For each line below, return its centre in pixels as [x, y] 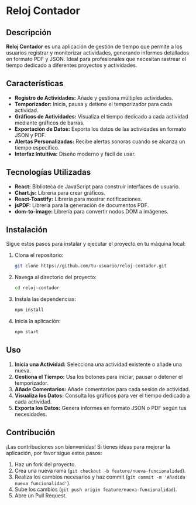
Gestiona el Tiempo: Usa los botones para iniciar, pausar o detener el [99, 377]
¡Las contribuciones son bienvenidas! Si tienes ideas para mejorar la [88, 446]
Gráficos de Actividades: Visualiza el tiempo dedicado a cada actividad [101, 116]
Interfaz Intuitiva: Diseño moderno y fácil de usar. [75, 154]
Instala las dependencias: [45, 299]
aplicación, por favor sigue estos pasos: [54, 453]
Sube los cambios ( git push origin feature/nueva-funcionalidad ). [96, 489]
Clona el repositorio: [39, 255]
